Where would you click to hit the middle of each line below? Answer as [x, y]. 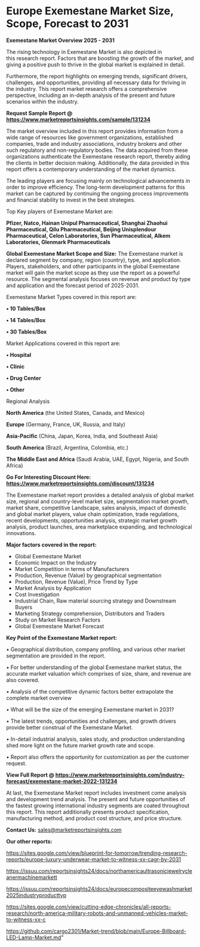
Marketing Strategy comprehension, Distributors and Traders [90, 613]
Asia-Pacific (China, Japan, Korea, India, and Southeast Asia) [82, 436]
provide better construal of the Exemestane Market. [70, 727]
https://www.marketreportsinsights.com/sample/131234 [79, 119]
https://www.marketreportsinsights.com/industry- [120, 775]
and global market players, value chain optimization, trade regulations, [93, 514]
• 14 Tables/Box [26, 320]
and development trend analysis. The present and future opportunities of [96, 799]
